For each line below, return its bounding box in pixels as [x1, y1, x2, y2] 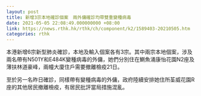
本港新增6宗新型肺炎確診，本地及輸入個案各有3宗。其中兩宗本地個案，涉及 [6, 49, 193, 56]
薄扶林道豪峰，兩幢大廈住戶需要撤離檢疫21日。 [6, 64, 123, 71]
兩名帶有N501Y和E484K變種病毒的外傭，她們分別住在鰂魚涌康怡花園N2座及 [6, 56, 195, 63]
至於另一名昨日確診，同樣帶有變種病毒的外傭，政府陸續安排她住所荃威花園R [6, 76, 195, 83]
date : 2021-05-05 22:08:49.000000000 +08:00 [6, 20, 120, 26]
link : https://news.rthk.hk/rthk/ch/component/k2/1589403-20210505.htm [6, 25, 190, 32]
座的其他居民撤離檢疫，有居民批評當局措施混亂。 [6, 83, 128, 91]
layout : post [6, 8, 39, 15]
